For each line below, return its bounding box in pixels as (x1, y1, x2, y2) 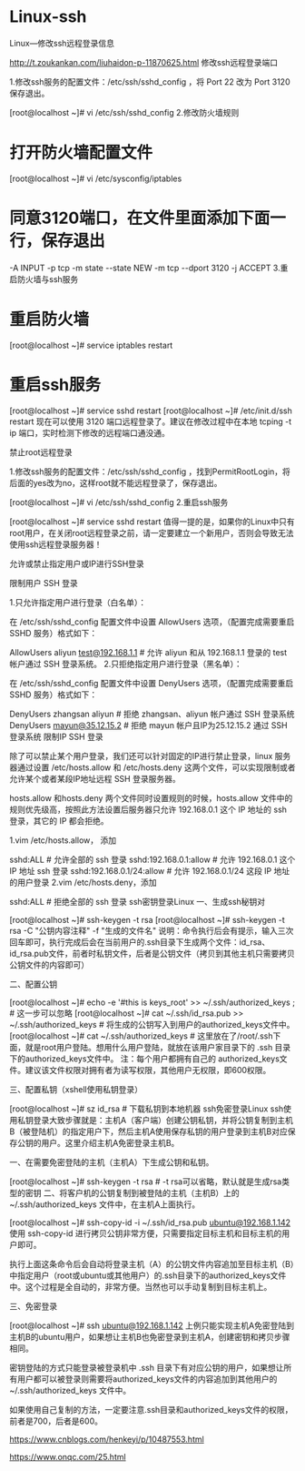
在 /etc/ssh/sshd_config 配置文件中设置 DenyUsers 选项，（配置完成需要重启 (9, 677, 294, 688)
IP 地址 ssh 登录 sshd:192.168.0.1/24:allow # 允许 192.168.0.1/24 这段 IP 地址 (9, 865, 290, 876)
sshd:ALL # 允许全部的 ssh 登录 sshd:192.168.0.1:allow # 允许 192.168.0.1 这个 (9, 854, 296, 865)
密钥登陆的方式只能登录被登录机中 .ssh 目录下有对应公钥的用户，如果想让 (9, 1362, 284, 1373)
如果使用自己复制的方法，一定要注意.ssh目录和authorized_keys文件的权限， (9, 1404, 293, 1415)
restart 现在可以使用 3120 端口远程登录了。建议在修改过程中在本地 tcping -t (9, 416, 292, 427)
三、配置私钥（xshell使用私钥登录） (9, 1083, 143, 1094)
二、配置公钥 (9, 979, 57, 989)
